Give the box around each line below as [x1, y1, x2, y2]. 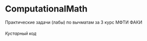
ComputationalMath [5, 3, 88, 14]
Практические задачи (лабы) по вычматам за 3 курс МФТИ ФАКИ [5, 19, 142, 25]
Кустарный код [5, 30, 37, 36]
